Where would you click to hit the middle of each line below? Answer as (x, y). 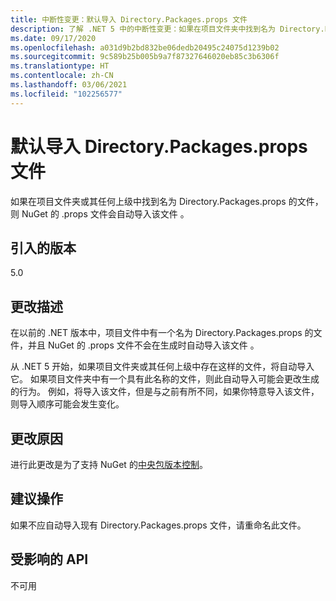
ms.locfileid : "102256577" (66, 94)
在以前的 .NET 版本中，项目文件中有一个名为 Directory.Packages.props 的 (162, 333)
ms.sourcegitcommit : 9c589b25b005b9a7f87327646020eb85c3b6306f (145, 57)
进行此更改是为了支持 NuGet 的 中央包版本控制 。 (109, 464)
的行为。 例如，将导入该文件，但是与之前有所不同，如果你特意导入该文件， (165, 392)
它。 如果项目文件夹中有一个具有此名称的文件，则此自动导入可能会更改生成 (165, 379)
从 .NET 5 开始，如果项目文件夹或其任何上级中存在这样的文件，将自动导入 (162, 367)
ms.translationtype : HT (60, 66)
